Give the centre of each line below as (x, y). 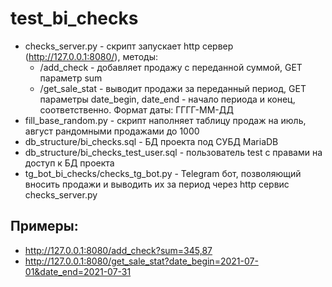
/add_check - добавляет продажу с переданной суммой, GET (171, 67)
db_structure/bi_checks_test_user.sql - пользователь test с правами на (173, 152)
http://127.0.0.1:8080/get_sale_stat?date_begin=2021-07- (141, 261)
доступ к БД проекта (69, 163)
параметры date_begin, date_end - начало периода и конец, (167, 99)
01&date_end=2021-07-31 (78, 271)
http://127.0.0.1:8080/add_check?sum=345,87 (118, 250)
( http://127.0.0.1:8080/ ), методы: (91, 56)
